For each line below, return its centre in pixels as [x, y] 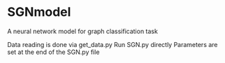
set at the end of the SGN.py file [53, 52]
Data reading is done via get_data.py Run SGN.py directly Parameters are [112, 44]
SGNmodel [39, 12]
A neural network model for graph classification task [83, 31]
